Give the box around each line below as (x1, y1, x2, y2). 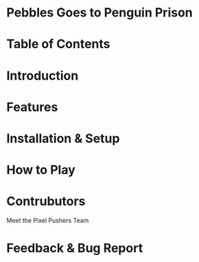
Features (6, 99, 58, 115)
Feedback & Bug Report (6, 241, 143, 256)
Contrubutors (6, 194, 86, 209)
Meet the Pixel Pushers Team (6, 217, 89, 225)
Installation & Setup (6, 131, 120, 146)
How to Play (6, 162, 76, 178)
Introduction (6, 67, 79, 83)
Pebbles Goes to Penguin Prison (6, 5, 193, 21)
